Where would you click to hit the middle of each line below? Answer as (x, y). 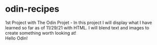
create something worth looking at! (41, 33)
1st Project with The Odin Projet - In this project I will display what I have (78, 22)
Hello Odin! (17, 38)
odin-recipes (32, 9)
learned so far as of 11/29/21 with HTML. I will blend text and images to (77, 27)
